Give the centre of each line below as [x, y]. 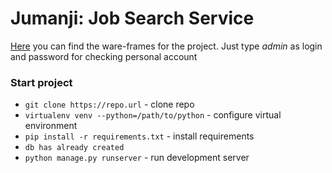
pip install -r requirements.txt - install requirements [139, 136]
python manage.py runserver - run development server [137, 158]
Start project [41, 82]
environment [51, 126]
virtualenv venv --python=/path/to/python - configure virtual [153, 115]
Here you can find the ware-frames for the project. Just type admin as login [166, 46]
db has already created [74, 148]
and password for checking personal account [104, 56]
